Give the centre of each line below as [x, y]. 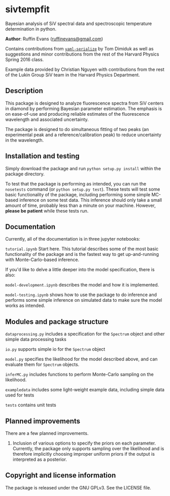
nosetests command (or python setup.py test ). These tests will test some [83, 189]
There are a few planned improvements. [47, 433]
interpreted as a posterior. [40, 459]
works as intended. [25, 306]
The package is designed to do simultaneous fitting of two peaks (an [77, 129]
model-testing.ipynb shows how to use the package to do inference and [81, 295]
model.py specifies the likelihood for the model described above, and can [81, 359]
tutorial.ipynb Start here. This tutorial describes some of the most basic [82, 249]
